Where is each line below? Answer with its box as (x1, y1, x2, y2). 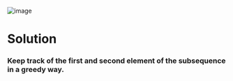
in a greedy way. (7, 65, 64, 75)
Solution (7, 31, 57, 47)
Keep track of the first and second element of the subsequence (7, 56, 226, 66)
